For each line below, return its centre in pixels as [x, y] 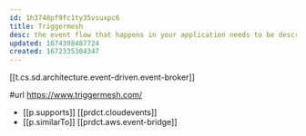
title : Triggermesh [46, 26]
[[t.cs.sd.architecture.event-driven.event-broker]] [102, 77]
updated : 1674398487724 [55, 43]
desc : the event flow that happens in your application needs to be [142, 34]
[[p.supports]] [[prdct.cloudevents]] [90, 112]
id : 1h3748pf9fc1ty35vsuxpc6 [65, 18]
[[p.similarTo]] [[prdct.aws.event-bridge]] [100, 122]
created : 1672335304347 [55, 52]
